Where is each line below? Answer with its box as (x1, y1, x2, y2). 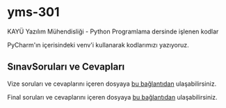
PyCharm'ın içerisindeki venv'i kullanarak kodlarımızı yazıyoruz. (7, 40, 189, 49)
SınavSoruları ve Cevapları (7, 61, 125, 73)
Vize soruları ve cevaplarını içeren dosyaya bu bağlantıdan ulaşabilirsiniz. (7, 79, 217, 88)
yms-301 (7, 4, 60, 20)
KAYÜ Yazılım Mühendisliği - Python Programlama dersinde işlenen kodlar (7, 27, 219, 36)
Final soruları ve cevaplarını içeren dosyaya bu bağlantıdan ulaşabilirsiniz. (7, 93, 218, 101)
